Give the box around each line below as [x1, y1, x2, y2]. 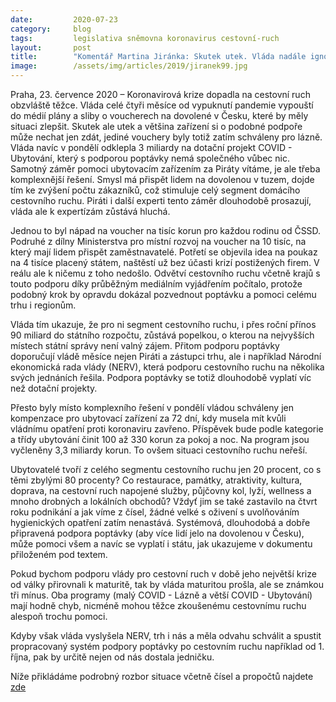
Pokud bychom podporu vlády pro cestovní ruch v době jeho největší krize [10, 568, 317, 580]
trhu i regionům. [10, 299, 77, 311]
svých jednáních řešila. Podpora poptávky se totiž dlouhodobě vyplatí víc [10, 372, 312, 383]
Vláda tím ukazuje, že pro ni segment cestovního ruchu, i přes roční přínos [10, 319, 317, 330]
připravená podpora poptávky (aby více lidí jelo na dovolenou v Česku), [10, 527, 305, 539]
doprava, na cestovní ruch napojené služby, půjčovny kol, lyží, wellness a [10, 485, 312, 496]
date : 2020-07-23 [10, 14, 118, 25]
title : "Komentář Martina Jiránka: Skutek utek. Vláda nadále [10, 52, 307, 62]
